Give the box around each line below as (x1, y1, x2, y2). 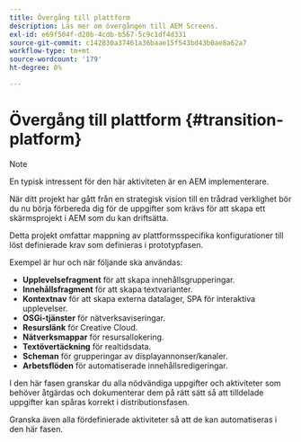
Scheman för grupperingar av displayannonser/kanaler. (22, 350, 228, 361)
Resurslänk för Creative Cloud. (22, 322, 138, 332)
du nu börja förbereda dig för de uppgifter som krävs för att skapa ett (9, 203, 266, 214)
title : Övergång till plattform (9, 13, 130, 22)
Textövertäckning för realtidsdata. (22, 340, 151, 351)
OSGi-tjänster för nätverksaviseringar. (22, 312, 166, 323)
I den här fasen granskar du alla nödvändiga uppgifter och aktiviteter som (9, 377, 281, 388)
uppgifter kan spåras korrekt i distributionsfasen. (9, 396, 190, 407)
